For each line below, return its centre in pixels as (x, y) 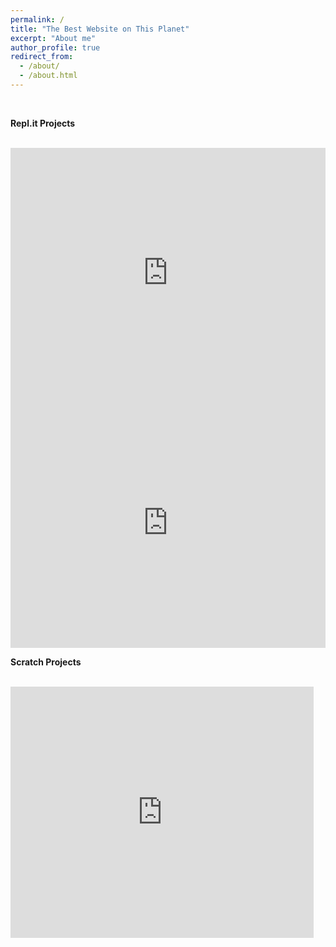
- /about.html (48, 76)
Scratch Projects (46, 662)
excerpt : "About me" (53, 38)
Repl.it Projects (43, 123)
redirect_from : (42, 57)
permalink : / (37, 19)
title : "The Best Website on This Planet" (100, 29)
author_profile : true (55, 47)
